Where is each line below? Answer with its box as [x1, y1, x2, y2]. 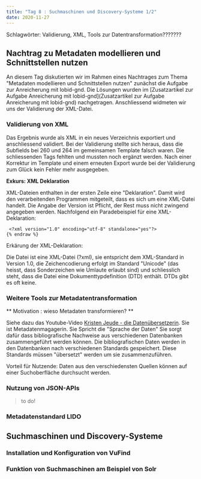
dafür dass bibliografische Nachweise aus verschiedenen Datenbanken [6, 332, 183, 339]
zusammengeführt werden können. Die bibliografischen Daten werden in [6, 338, 186, 345]
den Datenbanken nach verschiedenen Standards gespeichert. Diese [6, 344, 177, 351]
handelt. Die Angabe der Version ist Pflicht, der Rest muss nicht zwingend [6, 201, 189, 209]
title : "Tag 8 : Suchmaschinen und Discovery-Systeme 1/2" [6, 8, 157, 15]
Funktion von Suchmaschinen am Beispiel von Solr [6, 465, 157, 474]
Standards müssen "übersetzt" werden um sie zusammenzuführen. [6, 351, 173, 358]
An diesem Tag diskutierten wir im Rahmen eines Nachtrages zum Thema [6, 73, 188, 81]
